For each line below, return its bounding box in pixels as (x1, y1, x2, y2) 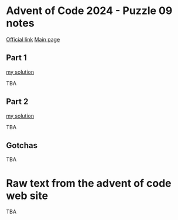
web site (6, 189, 49, 202)
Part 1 (6, 53, 28, 63)
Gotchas (6, 140, 38, 150)
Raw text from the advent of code (6, 177, 172, 190)
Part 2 (6, 97, 29, 106)
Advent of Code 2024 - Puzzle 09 (6, 4, 173, 18)
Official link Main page (6, 36, 60, 43)
